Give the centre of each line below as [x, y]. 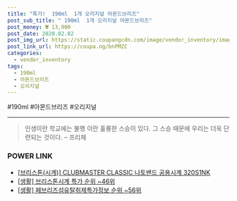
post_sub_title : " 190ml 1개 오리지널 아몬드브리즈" [80, 20]
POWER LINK [30, 156]
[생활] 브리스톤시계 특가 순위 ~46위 [66, 181]
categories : [25, 54]
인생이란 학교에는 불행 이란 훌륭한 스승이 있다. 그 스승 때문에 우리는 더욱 [123, 128]
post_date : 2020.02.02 [41, 33]
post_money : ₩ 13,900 [39, 27]
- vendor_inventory [42, 60]
